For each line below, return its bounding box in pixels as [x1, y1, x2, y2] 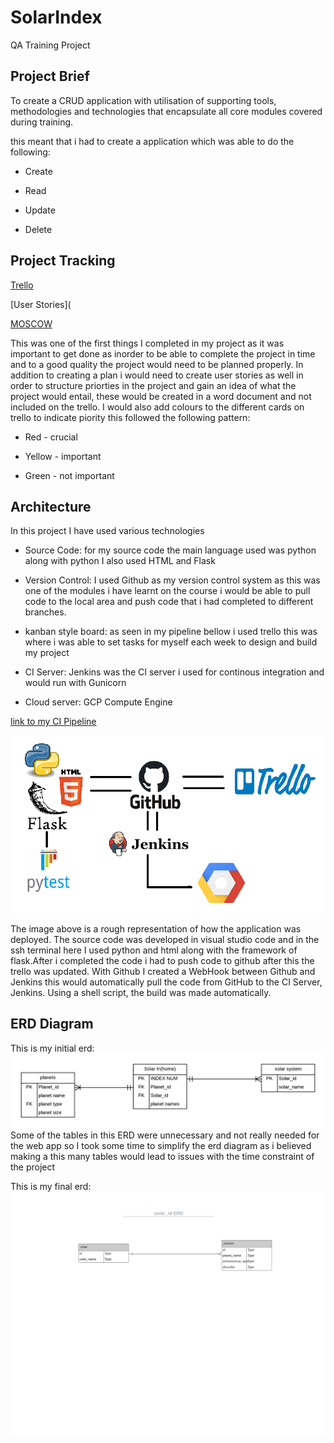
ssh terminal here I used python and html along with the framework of [10, 944, 298, 956]
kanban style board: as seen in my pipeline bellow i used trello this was [24, 626, 318, 638]
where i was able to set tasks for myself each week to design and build [24, 636, 318, 648]
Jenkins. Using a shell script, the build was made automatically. [10, 986, 272, 998]
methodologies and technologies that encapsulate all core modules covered [10, 105, 323, 117]
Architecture [10, 498, 92, 515]
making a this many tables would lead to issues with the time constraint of [10, 1150, 315, 1162]
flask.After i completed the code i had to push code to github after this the [10, 954, 315, 966]
